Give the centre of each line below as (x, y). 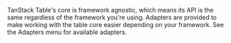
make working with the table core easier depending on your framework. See (115, 25)
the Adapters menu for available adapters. (67, 32)
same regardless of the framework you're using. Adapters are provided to (112, 17)
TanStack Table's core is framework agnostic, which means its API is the (111, 10)
